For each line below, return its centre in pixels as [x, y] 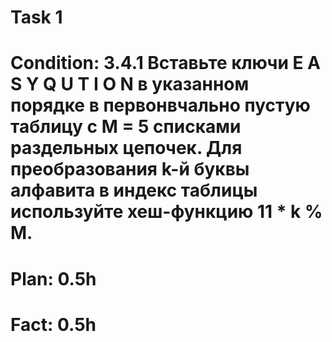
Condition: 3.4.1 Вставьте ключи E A [165, 63]
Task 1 [36, 17]
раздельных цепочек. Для [126, 148]
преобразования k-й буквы [130, 169]
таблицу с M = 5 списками [126, 127]
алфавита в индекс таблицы [134, 190]
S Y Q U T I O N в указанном [130, 84]
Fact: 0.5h [53, 324]
